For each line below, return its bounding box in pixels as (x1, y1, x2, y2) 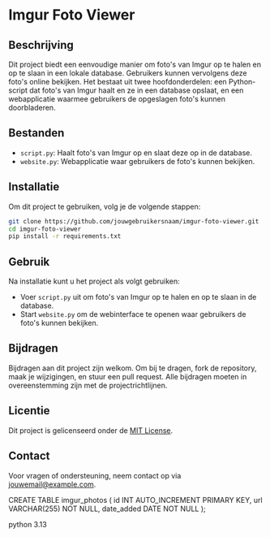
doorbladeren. (8, 103, 56, 112)
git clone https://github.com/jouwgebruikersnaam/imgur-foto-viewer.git (8, 217, 259, 225)
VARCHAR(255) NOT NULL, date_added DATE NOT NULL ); (8, 504, 207, 513)
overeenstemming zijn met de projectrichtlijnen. (8, 380, 168, 390)
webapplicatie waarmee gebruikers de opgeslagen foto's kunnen (8, 94, 225, 103)
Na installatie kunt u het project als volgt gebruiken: (8, 276, 180, 286)
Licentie (8, 404, 50, 418)
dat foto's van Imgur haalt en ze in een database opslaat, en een (29, 85, 244, 95)
